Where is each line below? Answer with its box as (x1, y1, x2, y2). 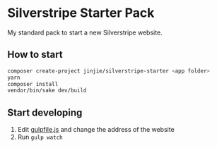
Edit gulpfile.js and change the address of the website (17, 125, 175, 134)
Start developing (7, 106, 83, 118)
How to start (7, 49, 63, 61)
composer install (7, 80, 59, 87)
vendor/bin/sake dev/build (7, 87, 87, 94)
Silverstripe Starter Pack (7, 5, 155, 21)
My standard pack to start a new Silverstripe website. (7, 28, 163, 37)
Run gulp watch (17, 132, 63, 142)
